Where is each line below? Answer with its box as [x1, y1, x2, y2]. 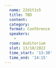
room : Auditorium [9, 41, 46, 46]
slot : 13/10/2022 [9, 46, 46, 51]
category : [9, 21, 30, 27]
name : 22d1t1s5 [9, 7, 41, 13]
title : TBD [9, 12, 32, 17]
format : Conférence [9, 27, 50, 32]
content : [9, 17, 28, 22]
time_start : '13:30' [9, 50, 52, 55]
